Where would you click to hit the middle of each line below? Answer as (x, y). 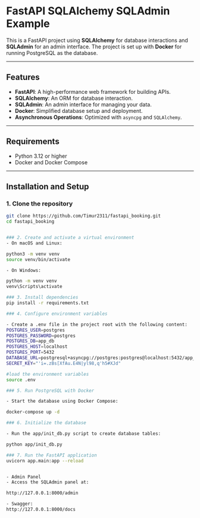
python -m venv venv (32, 281)
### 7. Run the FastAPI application (51, 455)
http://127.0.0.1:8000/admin (42, 493)
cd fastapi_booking (30, 222)
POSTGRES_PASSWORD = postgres (41, 336)
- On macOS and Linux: (34, 243)
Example (28, 24)
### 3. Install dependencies (42, 298)
